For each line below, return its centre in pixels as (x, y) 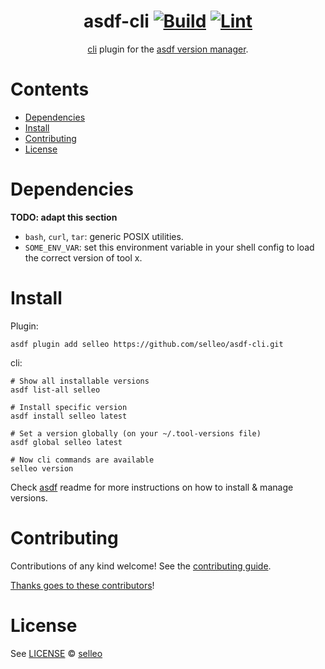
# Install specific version (69, 407)
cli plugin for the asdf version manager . (168, 49)
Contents (50, 89)
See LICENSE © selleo (56, 653)
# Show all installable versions (80, 381)
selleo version (42, 468)
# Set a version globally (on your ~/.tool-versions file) (136, 433)
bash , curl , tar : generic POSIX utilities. (104, 236)
